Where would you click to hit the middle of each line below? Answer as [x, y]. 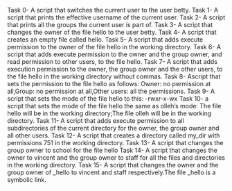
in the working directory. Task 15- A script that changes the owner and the [113, 165]
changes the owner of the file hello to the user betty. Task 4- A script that [112, 32]
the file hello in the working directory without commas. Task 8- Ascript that [114, 76]
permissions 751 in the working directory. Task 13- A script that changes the [115, 143]
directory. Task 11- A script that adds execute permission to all [96, 121]
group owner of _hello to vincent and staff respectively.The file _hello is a [111, 172]
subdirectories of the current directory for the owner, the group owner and [113, 128]
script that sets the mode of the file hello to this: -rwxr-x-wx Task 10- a [108, 99]
